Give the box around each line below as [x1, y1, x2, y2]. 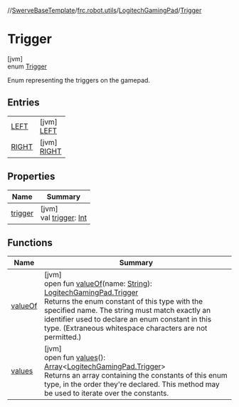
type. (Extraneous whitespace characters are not [43, 324, 208, 334]
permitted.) [43, 332, 82, 342]
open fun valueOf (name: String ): [43, 279, 153, 289]
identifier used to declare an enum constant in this [43, 314, 212, 324]
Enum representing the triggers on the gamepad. [7, 76, 151, 84]
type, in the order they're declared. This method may [43, 379, 221, 389]
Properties [7, 170, 55, 182]
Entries [7, 96, 41, 109]
